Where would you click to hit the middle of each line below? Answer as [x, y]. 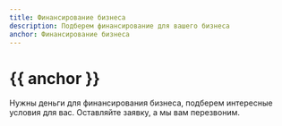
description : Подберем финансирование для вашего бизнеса [120, 26]
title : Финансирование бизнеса [68, 17]
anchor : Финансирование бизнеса [69, 34]
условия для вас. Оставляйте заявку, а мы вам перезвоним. [124, 113]
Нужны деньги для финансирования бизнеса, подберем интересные [141, 103]
